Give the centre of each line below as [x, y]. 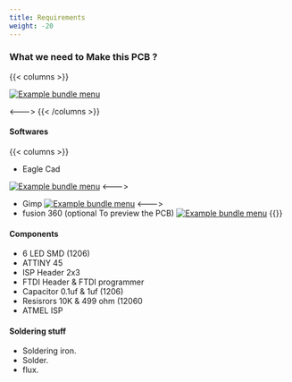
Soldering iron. [50, 351]
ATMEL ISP [42, 310]
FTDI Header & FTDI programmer [83, 282]
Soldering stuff [38, 331]
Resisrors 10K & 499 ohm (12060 [82, 301]
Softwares [29, 132]
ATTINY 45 [42, 263]
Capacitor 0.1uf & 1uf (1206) [73, 292]
